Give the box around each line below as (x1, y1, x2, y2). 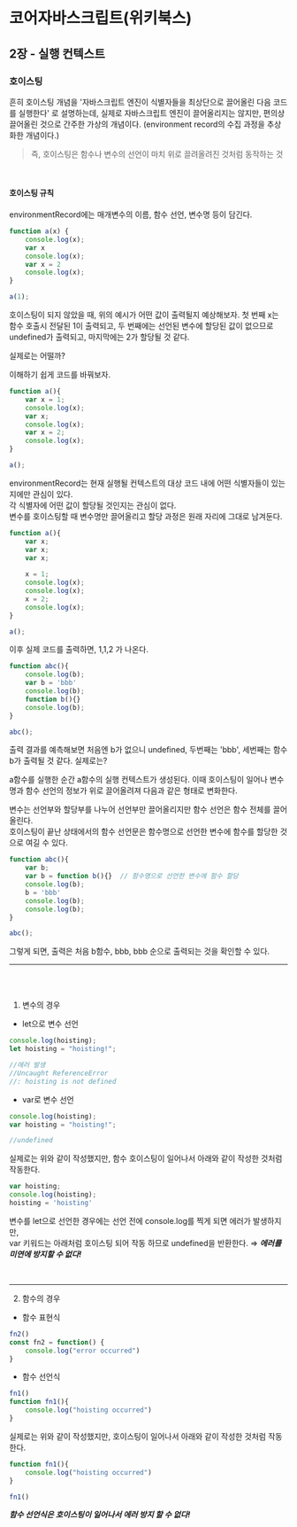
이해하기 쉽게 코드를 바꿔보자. (9, 370, 111, 380)
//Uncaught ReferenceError (9, 1069, 109, 1078)
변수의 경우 (21, 1000, 61, 1010)
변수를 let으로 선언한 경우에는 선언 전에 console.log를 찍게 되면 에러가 (9, 1215, 252, 1226)
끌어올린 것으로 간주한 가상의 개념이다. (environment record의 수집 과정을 (9, 119, 265, 129)
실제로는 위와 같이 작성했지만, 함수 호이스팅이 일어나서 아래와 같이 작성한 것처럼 (9, 1153, 283, 1164)
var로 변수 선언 (21, 1094, 75, 1104)
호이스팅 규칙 (9, 188, 55, 199)
